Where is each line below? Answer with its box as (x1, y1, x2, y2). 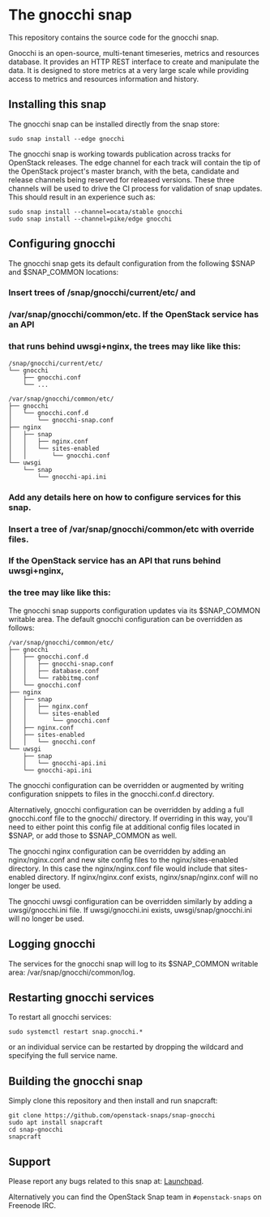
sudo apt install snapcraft (8, 1119, 104, 1127)
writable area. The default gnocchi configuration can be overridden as (8, 614, 243, 623)
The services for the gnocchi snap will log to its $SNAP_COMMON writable (8, 958, 259, 968)
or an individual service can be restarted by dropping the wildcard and (8, 1042, 244, 1052)
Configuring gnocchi (8, 237, 116, 251)
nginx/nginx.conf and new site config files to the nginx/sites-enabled (8, 855, 239, 864)
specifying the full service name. (8, 1051, 118, 1061)
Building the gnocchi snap (8, 1074, 144, 1088)
